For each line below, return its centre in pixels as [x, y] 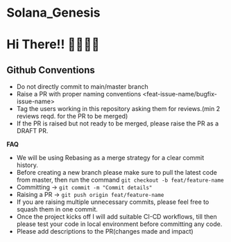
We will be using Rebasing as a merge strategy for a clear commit [110, 158]
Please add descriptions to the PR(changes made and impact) [105, 232]
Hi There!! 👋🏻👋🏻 [53, 45]
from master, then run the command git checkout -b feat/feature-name [120, 180]
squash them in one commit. [57, 209]
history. [27, 165]
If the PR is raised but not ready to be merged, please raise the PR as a [118, 123]
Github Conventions [51, 70]
